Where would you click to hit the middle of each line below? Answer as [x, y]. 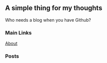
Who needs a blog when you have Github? [48, 20]
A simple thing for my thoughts [54, 8]
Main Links [18, 32]
